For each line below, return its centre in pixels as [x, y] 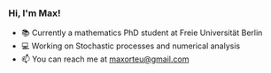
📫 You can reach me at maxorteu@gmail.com [105, 59]
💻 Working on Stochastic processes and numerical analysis [131, 46]
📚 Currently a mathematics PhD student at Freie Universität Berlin [142, 33]
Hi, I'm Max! [35, 13]
